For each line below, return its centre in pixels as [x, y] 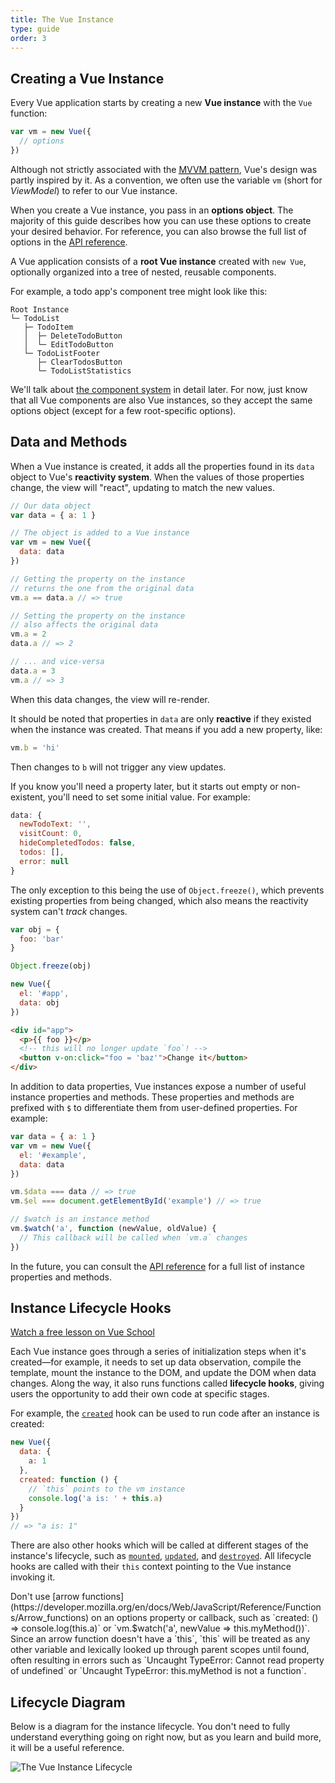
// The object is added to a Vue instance [100, 533]
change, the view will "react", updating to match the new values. [142, 487]
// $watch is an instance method [80, 1219]
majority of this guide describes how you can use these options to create [161, 220]
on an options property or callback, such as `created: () [205, 1618]
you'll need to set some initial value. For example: [149, 797]
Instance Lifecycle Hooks [91, 1308]
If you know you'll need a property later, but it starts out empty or [144, 786]
